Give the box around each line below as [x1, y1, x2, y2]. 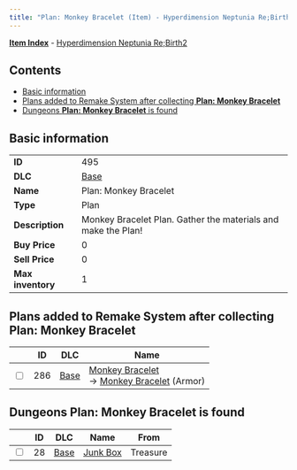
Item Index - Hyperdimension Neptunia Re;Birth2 [9, 37, 187, 48]
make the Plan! [80, 225, 143, 237]
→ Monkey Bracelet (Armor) [88, 375, 206, 388]
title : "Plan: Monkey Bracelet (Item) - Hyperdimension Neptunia [9, 12, 255, 22]
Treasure [130, 446, 168, 458]
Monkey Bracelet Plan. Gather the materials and [80, 213, 279, 226]
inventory [13, 279, 56, 291]
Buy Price [13, 239, 56, 251]
